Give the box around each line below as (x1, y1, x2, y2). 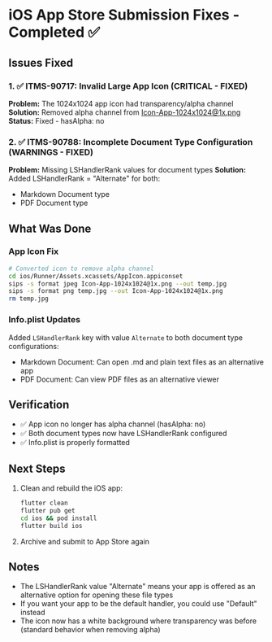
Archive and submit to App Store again (19, 536, 150, 546)
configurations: (8, 341, 59, 351)
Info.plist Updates (8, 314, 81, 325)
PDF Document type (19, 198, 89, 208)
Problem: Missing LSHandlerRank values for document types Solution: (8, 165, 246, 175)
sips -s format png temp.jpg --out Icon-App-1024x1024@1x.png (8, 287, 223, 295)
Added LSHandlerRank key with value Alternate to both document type (8, 332, 244, 343)
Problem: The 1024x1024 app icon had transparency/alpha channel (8, 98, 234, 108)
